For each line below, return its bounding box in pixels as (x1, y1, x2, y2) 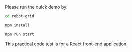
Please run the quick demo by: (5, 4, 68, 10)
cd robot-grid (5, 14, 35, 19)
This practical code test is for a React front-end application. (5, 41, 128, 47)
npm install (5, 22, 30, 28)
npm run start (5, 32, 35, 37)
